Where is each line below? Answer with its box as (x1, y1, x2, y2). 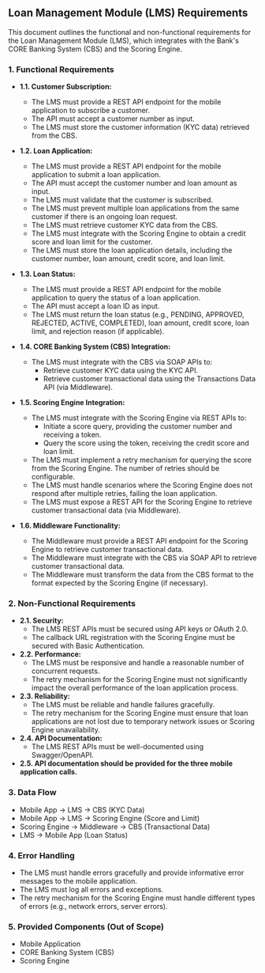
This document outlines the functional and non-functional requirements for (8, 27, 251, 36)
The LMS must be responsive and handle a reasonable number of (31, 658, 244, 668)
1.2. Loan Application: (19, 146, 93, 156)
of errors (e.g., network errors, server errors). (19, 902, 168, 911)
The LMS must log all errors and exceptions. (19, 885, 164, 894)
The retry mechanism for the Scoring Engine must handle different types (19, 893, 256, 903)
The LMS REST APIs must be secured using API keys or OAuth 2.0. (31, 624, 248, 634)
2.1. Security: (19, 616, 65, 626)
